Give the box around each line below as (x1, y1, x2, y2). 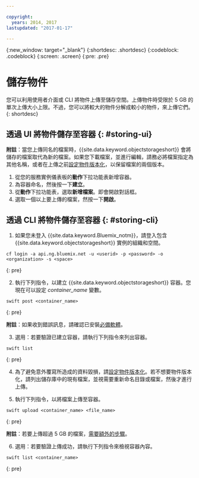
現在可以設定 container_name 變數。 (14, 286, 105, 293)
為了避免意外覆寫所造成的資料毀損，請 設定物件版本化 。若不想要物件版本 (14, 368, 192, 375)
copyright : (6, 14, 33, 20)
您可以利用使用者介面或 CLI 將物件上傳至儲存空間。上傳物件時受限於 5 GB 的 (6, 96, 194, 103)
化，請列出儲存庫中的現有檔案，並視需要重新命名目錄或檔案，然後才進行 (14, 375, 192, 382)
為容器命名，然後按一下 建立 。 (14, 181, 88, 188)
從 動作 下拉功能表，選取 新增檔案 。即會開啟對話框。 (14, 188, 140, 196)
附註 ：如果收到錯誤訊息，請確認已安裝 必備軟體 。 (6, 320, 126, 328)
